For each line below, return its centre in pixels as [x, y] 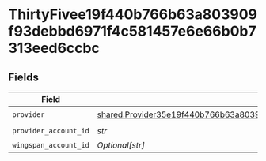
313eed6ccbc [54, 48]
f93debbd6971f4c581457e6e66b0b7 [132, 31]
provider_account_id [51, 131]
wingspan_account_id [51, 145]
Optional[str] [121, 145]
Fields [24, 77]
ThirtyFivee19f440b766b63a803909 [133, 15]
